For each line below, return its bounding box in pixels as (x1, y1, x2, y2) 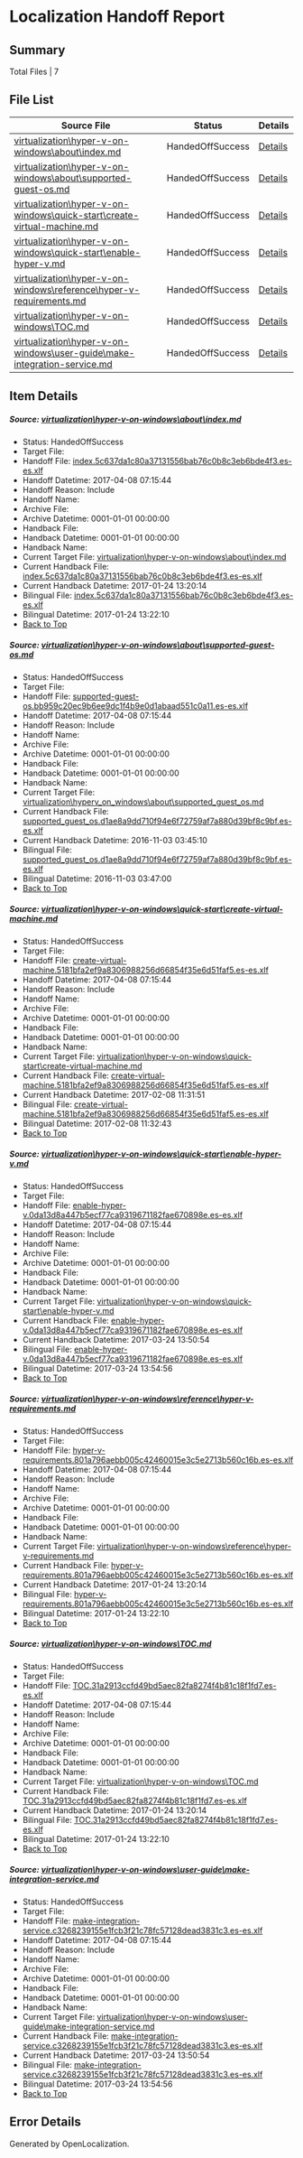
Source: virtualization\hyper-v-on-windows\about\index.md (9, 414, 242, 424)
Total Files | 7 (9, 66, 60, 77)
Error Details (9, 2115, 81, 2130)
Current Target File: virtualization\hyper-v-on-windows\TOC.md (22, 1776, 259, 1787)
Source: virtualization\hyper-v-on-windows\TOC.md (9, 1638, 212, 1649)
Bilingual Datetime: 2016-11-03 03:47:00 (22, 873, 172, 884)
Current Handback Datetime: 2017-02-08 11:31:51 (22, 1090, 206, 1101)
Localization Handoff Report (9, 6, 225, 27)
